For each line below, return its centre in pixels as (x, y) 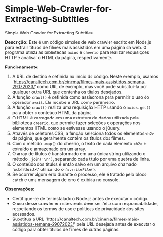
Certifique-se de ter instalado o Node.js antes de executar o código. (80, 198)
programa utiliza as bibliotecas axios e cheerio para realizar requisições (77, 52)
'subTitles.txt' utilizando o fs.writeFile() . (54, 169)
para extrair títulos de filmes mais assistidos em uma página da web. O (76, 47)
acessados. (24, 214)
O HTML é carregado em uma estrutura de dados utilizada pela (75, 118)
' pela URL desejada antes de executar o (115, 224)
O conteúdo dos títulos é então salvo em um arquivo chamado (74, 164)
